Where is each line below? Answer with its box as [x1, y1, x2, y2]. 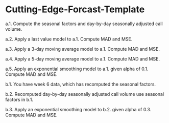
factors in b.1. [5, 96, 33, 102]
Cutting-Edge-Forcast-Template [5, 4, 145, 15]
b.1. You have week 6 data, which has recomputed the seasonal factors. [5, 81, 156, 87]
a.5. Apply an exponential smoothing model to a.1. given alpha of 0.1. [5, 66, 149, 72]
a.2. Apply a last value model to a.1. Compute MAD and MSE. [5, 36, 133, 42]
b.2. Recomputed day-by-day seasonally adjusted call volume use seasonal [5, 91, 164, 97]
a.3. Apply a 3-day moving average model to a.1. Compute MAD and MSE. [5, 46, 160, 52]
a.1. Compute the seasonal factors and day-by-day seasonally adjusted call [5, 20, 163, 27]
